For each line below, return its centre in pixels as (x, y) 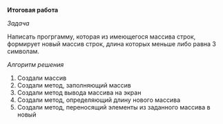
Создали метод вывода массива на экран (79, 93)
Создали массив (42, 78)
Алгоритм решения (36, 64)
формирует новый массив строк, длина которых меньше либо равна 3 (111, 44)
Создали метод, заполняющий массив (74, 85)
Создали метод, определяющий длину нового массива (99, 100)
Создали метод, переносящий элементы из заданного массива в (114, 107)
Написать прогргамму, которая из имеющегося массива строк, (101, 37)
